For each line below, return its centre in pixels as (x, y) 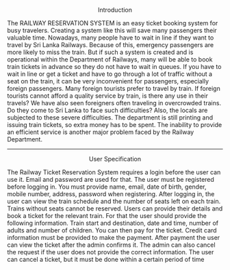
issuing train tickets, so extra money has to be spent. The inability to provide (115, 125)
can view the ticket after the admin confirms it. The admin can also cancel (111, 245)
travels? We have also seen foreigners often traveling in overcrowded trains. (114, 103)
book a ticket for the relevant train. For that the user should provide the (107, 216)
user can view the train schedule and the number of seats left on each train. (114, 201)
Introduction (115, 10)
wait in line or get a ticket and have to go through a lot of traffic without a (110, 74)
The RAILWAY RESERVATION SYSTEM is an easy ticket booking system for (113, 23)
